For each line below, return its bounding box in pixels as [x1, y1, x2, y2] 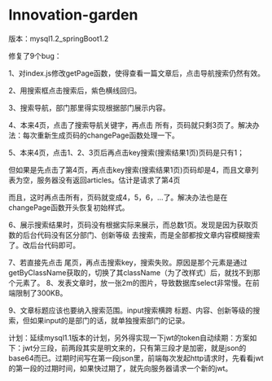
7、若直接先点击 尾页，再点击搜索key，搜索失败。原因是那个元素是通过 [8, 257, 248, 267]
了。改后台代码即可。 [8, 240, 80, 250]
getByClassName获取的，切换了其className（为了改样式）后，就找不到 [8, 267, 254, 278]
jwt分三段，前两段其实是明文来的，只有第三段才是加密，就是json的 [22, 343, 247, 353]
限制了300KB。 [15, 287, 68, 298]
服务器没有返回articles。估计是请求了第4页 [36, 175, 181, 185]
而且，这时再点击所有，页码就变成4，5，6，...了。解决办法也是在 [8, 192, 228, 202]
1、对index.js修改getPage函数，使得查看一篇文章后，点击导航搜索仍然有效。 [8, 68, 265, 78]
